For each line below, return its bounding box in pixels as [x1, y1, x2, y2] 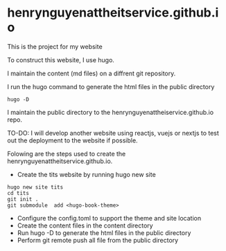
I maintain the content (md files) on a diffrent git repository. [7, 69, 176, 77]
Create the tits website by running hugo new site [17, 170, 156, 178]
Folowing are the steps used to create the [7, 149, 126, 158]
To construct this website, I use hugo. [7, 55, 114, 64]
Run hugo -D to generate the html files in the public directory [17, 228, 191, 236]
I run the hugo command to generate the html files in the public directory [7, 82, 215, 91]
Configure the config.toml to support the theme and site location [17, 214, 202, 222]
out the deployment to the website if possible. [7, 136, 138, 145]
